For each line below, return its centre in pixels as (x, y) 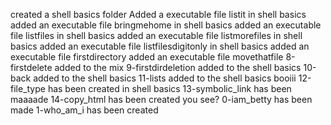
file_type (28, 88)
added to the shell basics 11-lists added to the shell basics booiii (165, 78)
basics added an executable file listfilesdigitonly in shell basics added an (160, 46)
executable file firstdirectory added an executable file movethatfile (147, 57)
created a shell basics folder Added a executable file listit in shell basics (158, 14)
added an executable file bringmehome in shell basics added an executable (166, 25)
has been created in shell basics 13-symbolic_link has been (169, 88)
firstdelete (31, 67)
